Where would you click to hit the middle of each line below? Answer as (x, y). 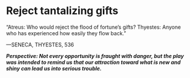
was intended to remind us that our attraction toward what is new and (94, 62)
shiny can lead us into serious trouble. (54, 68)
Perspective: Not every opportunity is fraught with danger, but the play (95, 56)
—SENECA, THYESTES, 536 (40, 45)
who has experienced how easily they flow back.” (66, 33)
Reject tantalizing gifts (62, 11)
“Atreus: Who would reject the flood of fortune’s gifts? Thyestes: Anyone (94, 27)
